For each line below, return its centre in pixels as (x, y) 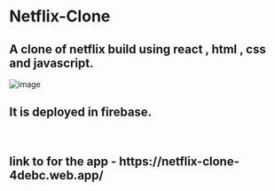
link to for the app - (63, 162)
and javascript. (51, 63)
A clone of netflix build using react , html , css (137, 49)
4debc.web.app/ (56, 175)
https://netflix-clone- (179, 162)
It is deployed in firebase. (81, 112)
